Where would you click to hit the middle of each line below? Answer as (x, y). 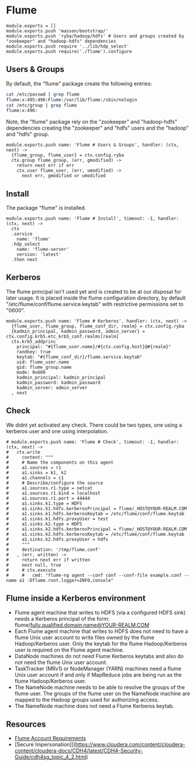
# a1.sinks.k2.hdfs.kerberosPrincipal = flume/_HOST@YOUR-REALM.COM (97, 529)
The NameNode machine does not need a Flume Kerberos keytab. (94, 706)
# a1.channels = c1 (35, 478)
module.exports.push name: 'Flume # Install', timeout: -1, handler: (93, 219)
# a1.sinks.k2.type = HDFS (44, 524)
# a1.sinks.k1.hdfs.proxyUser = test (57, 519)
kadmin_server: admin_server (52, 387)
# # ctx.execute (31, 570)
